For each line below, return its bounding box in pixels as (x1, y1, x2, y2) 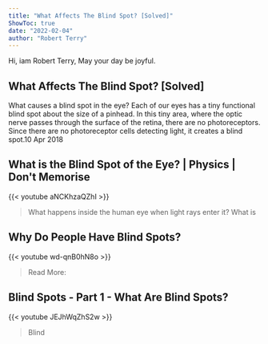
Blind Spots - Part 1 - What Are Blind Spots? (8, 290, 229, 305)
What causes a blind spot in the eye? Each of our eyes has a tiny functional (8, 101, 256, 111)
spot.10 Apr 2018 (8, 135, 64, 144)
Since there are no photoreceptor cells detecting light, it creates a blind (8, 126, 243, 136)
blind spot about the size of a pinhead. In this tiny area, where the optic (8, 109, 242, 119)
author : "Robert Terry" (8, 34, 88, 42)
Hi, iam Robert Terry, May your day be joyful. (8, 56, 156, 66)
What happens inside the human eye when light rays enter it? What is (27, 207, 256, 217)
